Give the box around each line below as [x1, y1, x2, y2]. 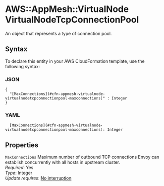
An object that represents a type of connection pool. [5, 30, 112, 36]
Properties [5, 141, 39, 149]
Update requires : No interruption [5, 175, 72, 181]
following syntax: [5, 63, 40, 69]
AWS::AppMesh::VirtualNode [5, 3, 129, 15]
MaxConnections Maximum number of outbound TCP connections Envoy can [5, 154, 160, 160]
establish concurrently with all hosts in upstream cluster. [5, 159, 120, 165]
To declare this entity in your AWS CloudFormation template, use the [5, 58, 145, 64]
